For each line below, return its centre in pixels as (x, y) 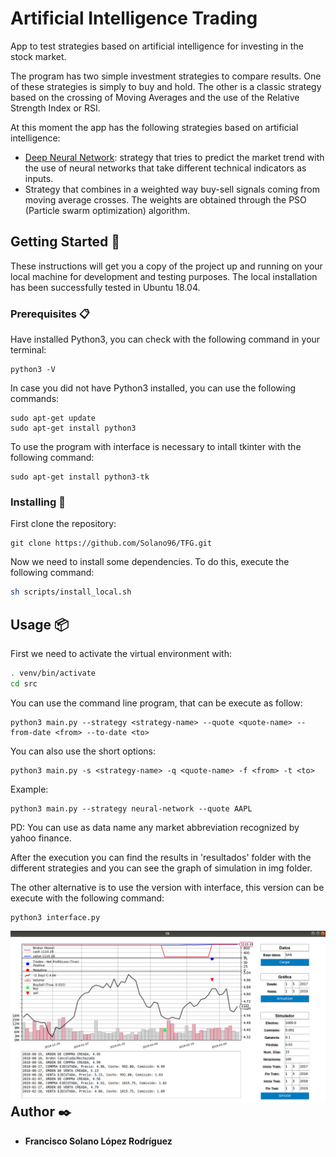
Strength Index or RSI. (55, 108)
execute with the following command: (87, 898)
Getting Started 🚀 (65, 242)
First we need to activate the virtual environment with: (121, 654)
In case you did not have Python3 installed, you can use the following (153, 388)
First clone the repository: (63, 524)
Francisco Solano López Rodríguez (98, 1141)
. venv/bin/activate (53, 673)
